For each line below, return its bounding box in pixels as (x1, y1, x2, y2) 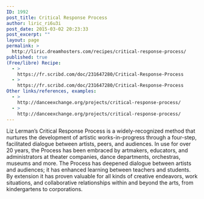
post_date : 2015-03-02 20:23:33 (6, 26, 88, 32)
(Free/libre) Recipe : (6, 60, 62, 66)
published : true (6, 54, 47, 60)
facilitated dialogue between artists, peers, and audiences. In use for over (6, 141, 191, 148)
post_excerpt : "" (6, 32, 51, 38)
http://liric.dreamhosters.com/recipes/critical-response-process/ (12, 49, 187, 55)
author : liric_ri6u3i (6, 20, 62, 26)
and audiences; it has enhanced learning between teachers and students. (6, 166, 191, 173)
